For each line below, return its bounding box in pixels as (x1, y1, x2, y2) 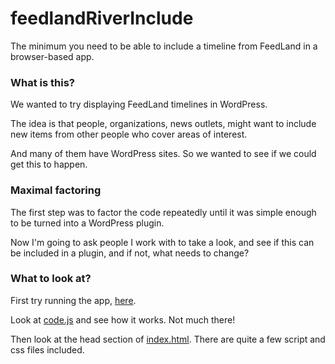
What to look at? (10, 272, 92, 286)
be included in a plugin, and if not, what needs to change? (10, 247, 250, 259)
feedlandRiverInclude (10, 7, 194, 30)
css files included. (10, 343, 85, 356)
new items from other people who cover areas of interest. (10, 128, 248, 141)
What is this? (10, 75, 75, 89)
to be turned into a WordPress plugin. (10, 217, 165, 229)
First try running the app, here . (10, 294, 137, 306)
